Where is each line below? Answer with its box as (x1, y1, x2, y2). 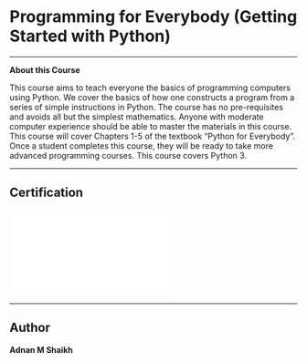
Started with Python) (9, 26, 172, 47)
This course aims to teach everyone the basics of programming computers (9, 82, 291, 93)
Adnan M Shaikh (9, 344, 73, 355)
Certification (9, 185, 84, 201)
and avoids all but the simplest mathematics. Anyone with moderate (9, 111, 265, 122)
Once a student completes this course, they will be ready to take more (9, 140, 274, 151)
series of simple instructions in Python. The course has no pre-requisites (9, 101, 284, 112)
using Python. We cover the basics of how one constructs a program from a (9, 91, 295, 102)
